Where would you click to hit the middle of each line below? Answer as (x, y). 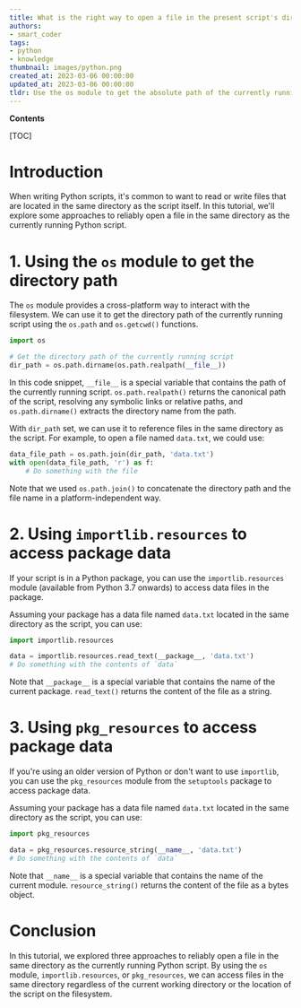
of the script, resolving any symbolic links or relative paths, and (126, 401)
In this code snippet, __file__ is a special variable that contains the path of (148, 382)
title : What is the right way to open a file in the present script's (144, 17)
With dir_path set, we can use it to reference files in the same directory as (146, 428)
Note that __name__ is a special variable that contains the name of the (136, 875)
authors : (26, 26)
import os (28, 341)
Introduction (56, 172)
